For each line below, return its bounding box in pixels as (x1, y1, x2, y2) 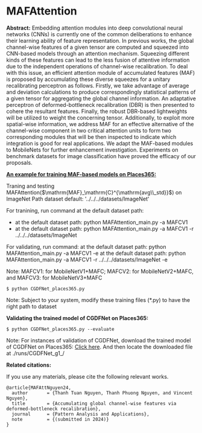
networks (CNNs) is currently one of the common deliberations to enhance (6, 30, 192, 37)
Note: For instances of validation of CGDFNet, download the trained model (6, 336, 191, 344)
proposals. (6, 159, 33, 166)
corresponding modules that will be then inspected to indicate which (6, 133, 177, 140)
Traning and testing (6, 182, 55, 190)
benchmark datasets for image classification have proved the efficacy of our (6, 152, 196, 159)
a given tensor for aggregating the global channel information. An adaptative (6, 95, 196, 102)
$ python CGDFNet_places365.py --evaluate (6, 326, 115, 332)
